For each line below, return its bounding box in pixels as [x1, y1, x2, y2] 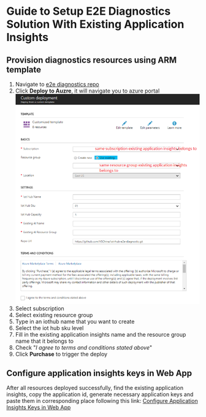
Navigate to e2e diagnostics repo [15, 81, 99, 88]
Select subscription [15, 305, 64, 312]
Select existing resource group [15, 311, 93, 318]
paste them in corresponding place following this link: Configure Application [6, 397, 198, 405]
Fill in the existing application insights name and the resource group [15, 331, 186, 338]
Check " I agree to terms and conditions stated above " [15, 343, 152, 351]
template [6, 64, 42, 75]
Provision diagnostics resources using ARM [6, 55, 177, 65]
